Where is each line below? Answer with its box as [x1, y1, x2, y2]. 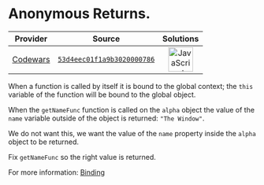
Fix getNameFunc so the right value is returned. [8, 152, 156, 161]
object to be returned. [8, 137, 80, 146]
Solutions [162, 33, 199, 44]
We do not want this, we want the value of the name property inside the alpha [8, 128, 256, 138]
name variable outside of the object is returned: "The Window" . [8, 113, 205, 123]
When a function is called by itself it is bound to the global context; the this [8, 81, 254, 91]
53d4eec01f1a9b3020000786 [58, 54, 155, 64]
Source [92, 33, 121, 44]
